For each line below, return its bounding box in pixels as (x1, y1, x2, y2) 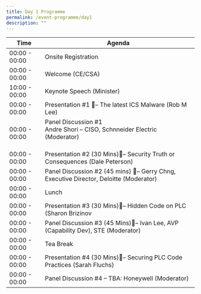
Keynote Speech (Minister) (44, 87, 120, 96)
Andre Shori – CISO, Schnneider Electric (44, 125, 157, 134)
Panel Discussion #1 (44, 118, 103, 126)
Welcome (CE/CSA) (44, 70, 100, 78)
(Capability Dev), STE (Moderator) (44, 226, 141, 235)
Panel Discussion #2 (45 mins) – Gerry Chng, (44, 167, 176, 175)
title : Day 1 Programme (6, 8, 66, 15)
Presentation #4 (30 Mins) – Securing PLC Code (44, 253, 182, 262)
